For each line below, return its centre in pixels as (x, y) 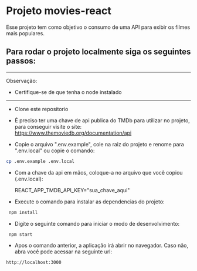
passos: (21, 61)
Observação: (22, 81)
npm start (21, 234)
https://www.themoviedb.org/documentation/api (73, 133)
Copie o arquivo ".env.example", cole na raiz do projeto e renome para (99, 144)
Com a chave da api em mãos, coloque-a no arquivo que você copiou (98, 172)
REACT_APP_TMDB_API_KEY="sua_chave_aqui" (72, 190)
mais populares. (26, 33)
